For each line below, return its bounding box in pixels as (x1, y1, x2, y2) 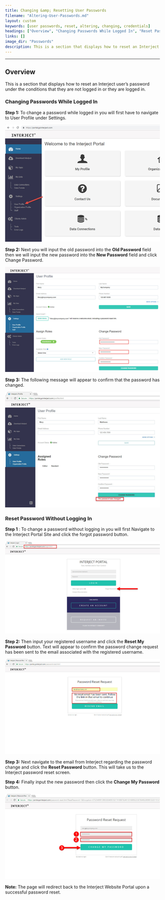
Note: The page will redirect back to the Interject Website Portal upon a (5, 884, 150, 890)
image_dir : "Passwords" (5, 39, 54, 44)
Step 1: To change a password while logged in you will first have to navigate (5, 109, 159, 115)
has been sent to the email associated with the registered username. (5, 649, 144, 655)
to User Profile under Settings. (5, 115, 66, 121)
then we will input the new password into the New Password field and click (5, 252, 157, 258)
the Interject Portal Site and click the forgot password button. (5, 532, 129, 537)
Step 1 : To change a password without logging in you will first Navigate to (5, 526, 155, 532)
